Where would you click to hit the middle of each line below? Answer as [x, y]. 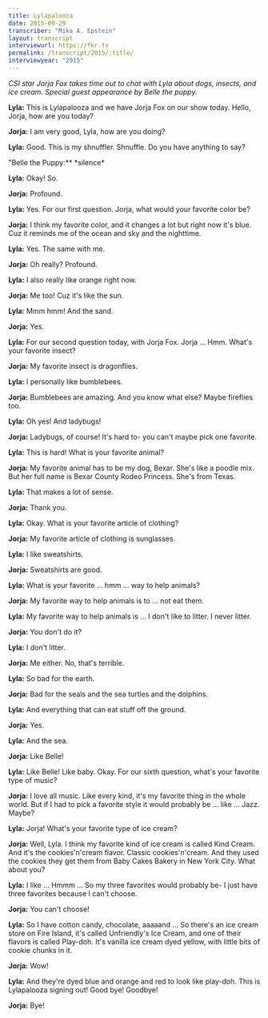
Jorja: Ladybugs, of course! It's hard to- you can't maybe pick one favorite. [133, 436]
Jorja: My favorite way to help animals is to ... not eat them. [106, 600]
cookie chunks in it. [40, 950]
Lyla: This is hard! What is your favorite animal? [86, 452]
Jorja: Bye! [27, 1005]
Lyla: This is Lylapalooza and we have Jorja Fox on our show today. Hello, [130, 107]
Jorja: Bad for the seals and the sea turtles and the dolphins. [108, 694]
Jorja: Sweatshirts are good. [55, 570]
